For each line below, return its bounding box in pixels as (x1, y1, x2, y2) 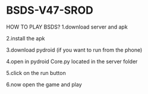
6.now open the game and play (6, 81, 82, 88)
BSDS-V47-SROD (6, 4, 94, 17)
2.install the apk (6, 35, 45, 42)
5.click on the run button (6, 69, 67, 76)
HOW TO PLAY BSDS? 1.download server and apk (6, 23, 128, 30)
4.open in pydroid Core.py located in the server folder (6, 58, 138, 65)
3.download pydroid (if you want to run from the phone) (6, 46, 143, 54)
